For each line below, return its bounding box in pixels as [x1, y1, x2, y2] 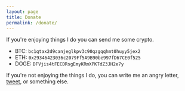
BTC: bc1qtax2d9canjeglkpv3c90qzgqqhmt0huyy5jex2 [14, 48, 141, 55]
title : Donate [6, 14, 42, 20]
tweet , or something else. [6, 78, 69, 85]
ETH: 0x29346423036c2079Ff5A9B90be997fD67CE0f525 [14, 54, 141, 61]
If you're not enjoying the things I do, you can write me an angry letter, [6, 72, 179, 79]
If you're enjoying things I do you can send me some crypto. [6, 36, 154, 43]
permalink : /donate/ [6, 20, 58, 26]
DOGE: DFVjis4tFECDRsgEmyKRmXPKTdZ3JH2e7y [14, 60, 124, 67]
